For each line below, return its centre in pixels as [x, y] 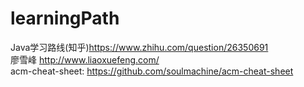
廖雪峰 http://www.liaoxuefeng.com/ [85, 59]
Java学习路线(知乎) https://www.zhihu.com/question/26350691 [139, 47]
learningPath [65, 18]
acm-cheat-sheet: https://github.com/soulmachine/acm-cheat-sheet [152, 71]
